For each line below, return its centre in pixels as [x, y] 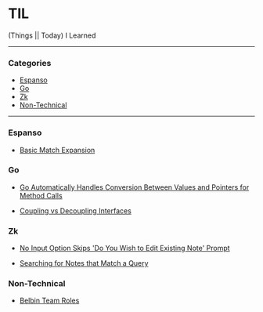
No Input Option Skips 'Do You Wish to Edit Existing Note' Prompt [124, 249]
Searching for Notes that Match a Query [84, 263]
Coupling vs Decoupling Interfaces [75, 210]
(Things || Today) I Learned [52, 35]
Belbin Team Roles [49, 301]
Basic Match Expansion [57, 150]
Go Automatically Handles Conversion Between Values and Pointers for [134, 187]
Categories [30, 63]
